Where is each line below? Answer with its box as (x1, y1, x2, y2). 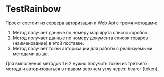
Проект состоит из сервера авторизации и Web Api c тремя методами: (5, 20, 158, 26)
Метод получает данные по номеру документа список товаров (12, 35, 148, 41)
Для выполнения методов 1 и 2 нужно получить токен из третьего (5, 60, 147, 66)
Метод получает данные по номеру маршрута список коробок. (12, 29, 149, 35)
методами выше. (12, 51, 49, 57)
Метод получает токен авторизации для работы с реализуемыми (12, 45, 153, 51)
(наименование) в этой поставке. (12, 40, 84, 46)
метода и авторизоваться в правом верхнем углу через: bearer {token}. (5, 66, 159, 72)
